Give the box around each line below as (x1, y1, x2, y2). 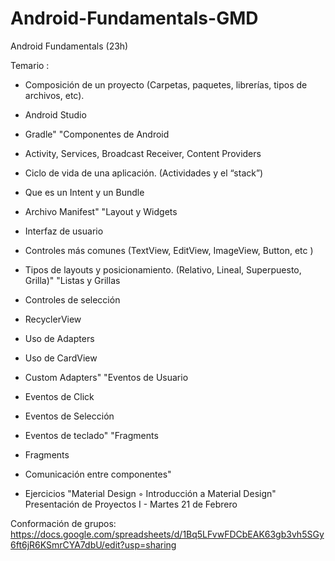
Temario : (10, 59, 50, 71)
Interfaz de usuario (24, 225, 104, 237)
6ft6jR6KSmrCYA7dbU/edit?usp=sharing (10, 538, 177, 551)
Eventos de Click (24, 390, 95, 402)
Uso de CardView (24, 352, 98, 364)
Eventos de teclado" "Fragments (24, 429, 159, 441)
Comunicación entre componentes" (24, 468, 172, 480)
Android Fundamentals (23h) (10, 40, 129, 52)
